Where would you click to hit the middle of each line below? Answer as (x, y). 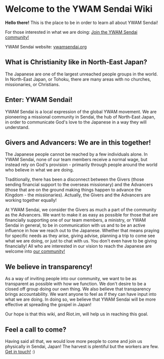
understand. (17, 127)
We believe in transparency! (49, 267)
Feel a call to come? (36, 329)
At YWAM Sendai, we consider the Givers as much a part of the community (81, 210)
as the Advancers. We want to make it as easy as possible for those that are (82, 215)
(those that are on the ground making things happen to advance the (73, 190)
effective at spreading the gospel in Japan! (48, 305)
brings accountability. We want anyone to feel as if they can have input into (81, 294)
